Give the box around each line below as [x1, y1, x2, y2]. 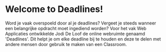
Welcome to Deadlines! [5, 3, 103, 15]
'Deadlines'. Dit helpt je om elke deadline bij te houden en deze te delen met [5, 36, 161, 42]
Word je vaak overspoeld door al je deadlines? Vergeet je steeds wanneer [5, 20, 157, 26]
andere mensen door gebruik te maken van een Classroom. [5, 41, 127, 47]
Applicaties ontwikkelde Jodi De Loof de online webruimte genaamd [5, 30, 146, 36]
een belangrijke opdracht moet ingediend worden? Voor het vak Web [5, 25, 147, 31]
